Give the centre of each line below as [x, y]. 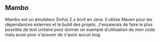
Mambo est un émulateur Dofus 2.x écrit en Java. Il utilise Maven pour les [79, 19]
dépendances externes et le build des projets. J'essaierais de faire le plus [79, 24]
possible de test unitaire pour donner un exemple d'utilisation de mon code [80, 29]
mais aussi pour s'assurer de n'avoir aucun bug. [53, 34]
